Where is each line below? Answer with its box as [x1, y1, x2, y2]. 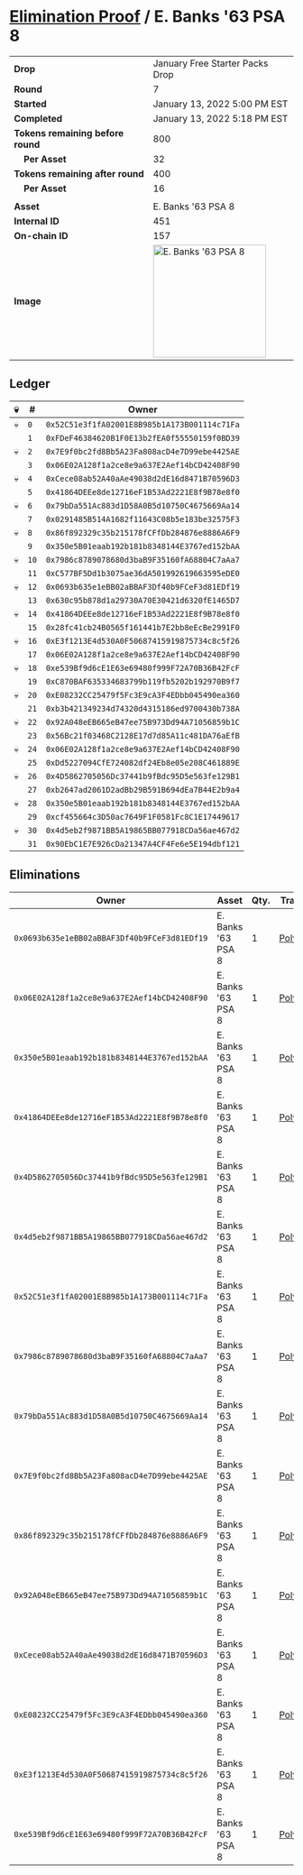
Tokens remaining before [14, 126, 124, 139]
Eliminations [9, 868, 81, 883]
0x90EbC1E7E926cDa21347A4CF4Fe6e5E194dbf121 [45, 839, 241, 849]
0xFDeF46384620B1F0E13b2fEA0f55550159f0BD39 [45, 433, 241, 443]
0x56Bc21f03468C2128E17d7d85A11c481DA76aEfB [45, 731, 241, 740]
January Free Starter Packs [152, 57, 269, 69]
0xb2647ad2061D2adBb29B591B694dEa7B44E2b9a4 [45, 785, 241, 795]
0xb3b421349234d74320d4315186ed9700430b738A [45, 703, 241, 713]
